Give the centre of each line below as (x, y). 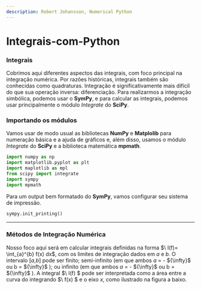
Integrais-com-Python (63, 41)
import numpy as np (31, 157)
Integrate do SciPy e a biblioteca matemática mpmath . (74, 146)
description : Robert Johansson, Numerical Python (69, 12)
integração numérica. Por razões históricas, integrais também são (87, 80)
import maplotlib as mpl (37, 168)
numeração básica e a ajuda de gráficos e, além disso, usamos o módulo (96, 140)
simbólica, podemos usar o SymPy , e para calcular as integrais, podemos (97, 99)
